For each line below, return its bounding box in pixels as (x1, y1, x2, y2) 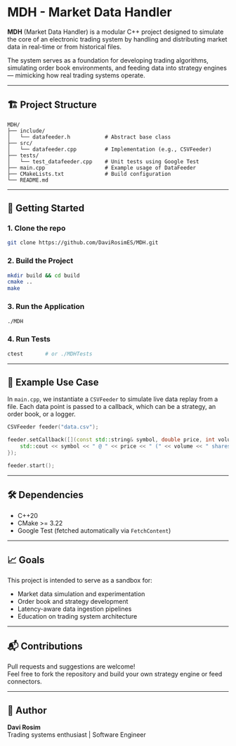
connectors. (7, 677, 42, 686)
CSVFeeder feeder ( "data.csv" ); (7, 424, 99, 431)
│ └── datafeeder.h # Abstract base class (7, 133, 171, 141)
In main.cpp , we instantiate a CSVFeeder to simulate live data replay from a (7, 395, 218, 403)
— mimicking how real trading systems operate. (7, 71, 145, 80)
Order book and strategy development (17, 598, 129, 606)
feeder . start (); (7, 462, 55, 469)
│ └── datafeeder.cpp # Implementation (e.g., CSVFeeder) (7, 146, 212, 153)
